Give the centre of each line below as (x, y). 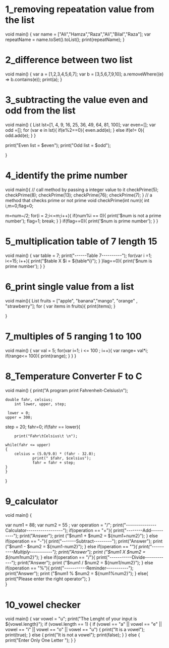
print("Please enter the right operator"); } (48, 579)
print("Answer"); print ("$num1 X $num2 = (102, 552)
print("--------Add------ (138, 530)
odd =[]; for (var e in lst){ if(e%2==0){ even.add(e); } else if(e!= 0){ (75, 130)
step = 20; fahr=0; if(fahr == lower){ (43, 427)
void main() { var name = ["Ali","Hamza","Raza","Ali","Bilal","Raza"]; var (78, 34)
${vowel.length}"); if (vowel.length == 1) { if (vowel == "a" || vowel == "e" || (84, 624)
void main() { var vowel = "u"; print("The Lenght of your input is (71, 619)
